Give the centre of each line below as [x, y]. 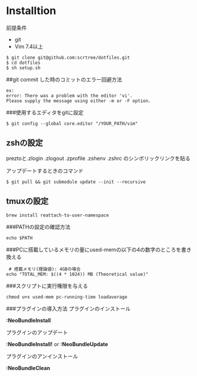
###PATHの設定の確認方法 [38, 226]
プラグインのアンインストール [42, 356]
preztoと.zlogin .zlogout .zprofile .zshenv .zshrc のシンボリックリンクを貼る [98, 158]
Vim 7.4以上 [29, 46]
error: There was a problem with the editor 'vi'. [69, 96]
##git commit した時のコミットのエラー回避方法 [64, 79]
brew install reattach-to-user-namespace [58, 215]
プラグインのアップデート [37, 332]
